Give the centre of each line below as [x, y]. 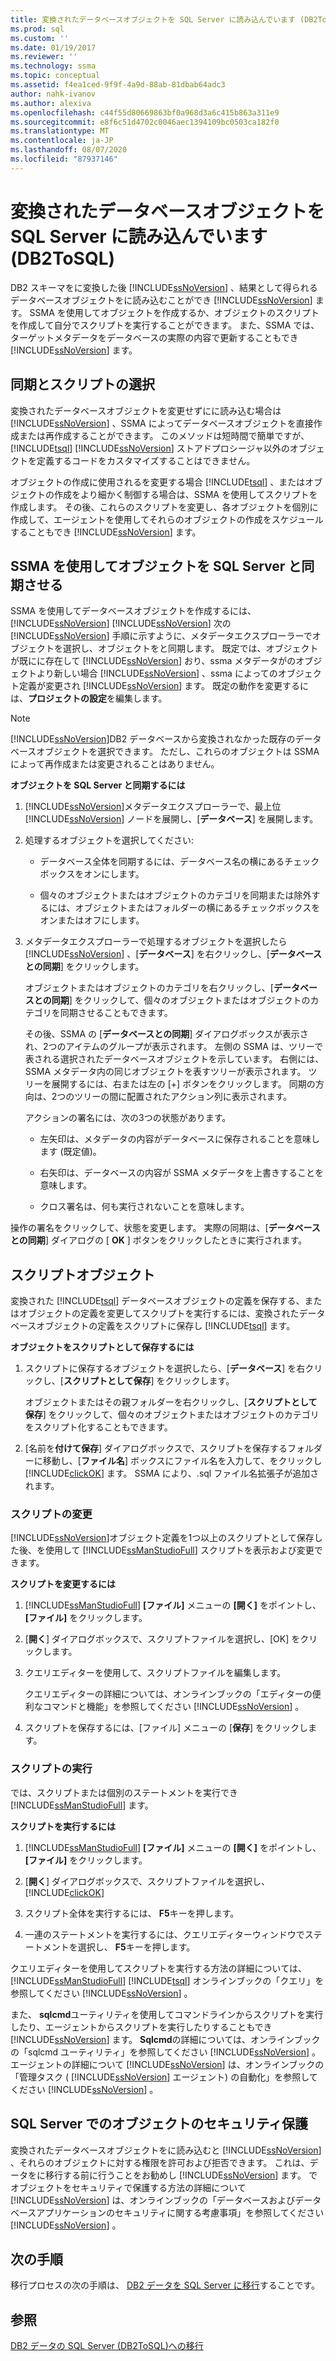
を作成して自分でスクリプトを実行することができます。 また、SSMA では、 [165, 325]
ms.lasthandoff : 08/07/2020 [69, 150]
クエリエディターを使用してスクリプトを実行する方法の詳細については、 [158, 1968]
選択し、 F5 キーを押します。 [136, 1947]
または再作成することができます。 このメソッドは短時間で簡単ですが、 [164, 435]
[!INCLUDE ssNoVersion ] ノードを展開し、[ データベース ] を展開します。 [171, 819]
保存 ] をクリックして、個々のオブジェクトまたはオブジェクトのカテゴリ [172, 1415]
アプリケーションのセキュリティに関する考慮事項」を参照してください [180, 2212]
